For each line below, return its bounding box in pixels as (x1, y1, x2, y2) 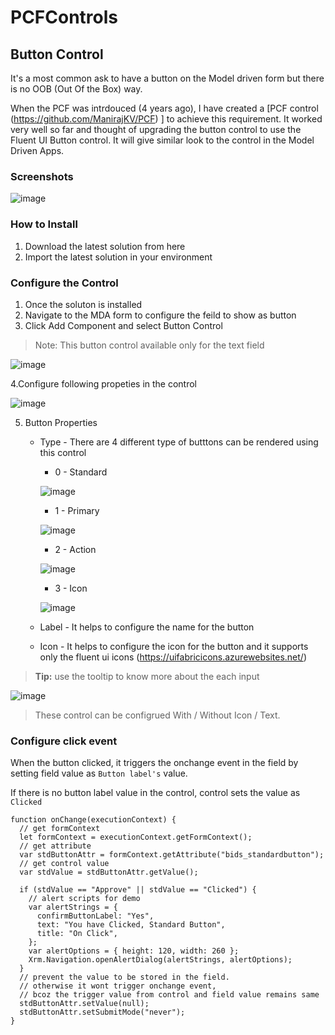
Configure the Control (10, 276, 119, 290)
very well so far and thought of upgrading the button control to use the (10, 124, 302, 135)
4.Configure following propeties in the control (10, 377, 198, 390)
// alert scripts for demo (28, 894, 141, 904)
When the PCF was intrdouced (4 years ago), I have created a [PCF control (10, 102, 319, 114)
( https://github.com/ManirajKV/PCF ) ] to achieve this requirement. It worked (10, 113, 323, 125)
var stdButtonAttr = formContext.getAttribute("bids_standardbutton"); (19, 850, 325, 860)
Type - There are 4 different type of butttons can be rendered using (39, 436, 319, 448)
